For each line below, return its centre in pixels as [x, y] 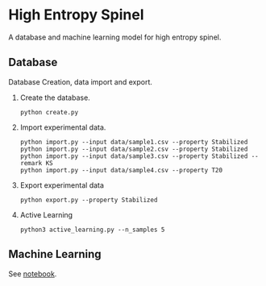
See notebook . [33, 274]
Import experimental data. [63, 127]
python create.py [49, 112]
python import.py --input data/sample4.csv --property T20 [121, 170]
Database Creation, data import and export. [81, 81]
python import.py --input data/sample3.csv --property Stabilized [134, 156]
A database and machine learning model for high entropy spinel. [115, 37]
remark [31, 163]
